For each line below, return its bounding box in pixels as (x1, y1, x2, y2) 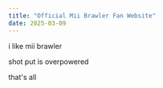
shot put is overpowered (8, 57, 89, 66)
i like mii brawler (8, 41, 63, 50)
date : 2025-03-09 (8, 19, 67, 27)
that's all (8, 72, 37, 82)
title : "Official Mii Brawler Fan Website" (8, 11, 157, 20)
